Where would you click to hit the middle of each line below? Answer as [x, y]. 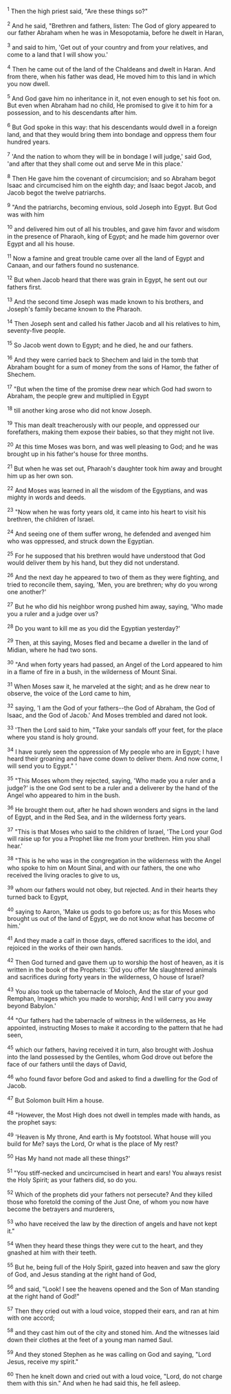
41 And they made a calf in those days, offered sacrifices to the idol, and [109, 940]
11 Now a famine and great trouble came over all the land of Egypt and [106, 257]
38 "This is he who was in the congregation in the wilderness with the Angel [114, 860]
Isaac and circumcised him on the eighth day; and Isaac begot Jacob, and [112, 186]
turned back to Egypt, [38, 897]
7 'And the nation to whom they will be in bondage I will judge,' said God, [109, 155]
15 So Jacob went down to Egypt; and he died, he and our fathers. [100, 345]
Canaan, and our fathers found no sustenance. [73, 265]
